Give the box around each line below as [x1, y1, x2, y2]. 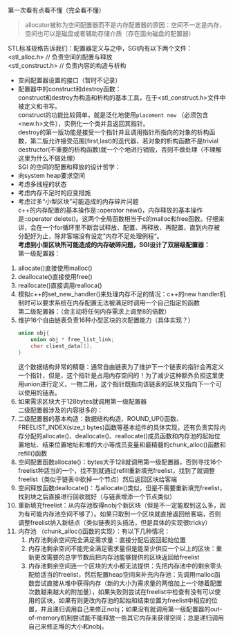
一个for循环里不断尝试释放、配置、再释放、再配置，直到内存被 [41, 224, 221, 231]
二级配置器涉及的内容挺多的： [17, 406, 103, 414]
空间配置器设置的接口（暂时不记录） [17, 76, 122, 84]
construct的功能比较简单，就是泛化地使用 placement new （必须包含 [17, 111, 209, 119]
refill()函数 [17, 449, 48, 457]
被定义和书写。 [17, 102, 61, 110]
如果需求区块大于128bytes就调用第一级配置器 [17, 397, 147, 405]
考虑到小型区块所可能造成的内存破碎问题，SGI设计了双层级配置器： [17, 241, 210, 249]
